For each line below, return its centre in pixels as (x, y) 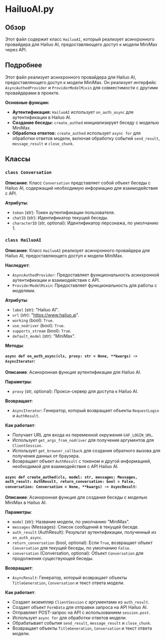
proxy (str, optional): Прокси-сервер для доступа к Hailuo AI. (75, 391)
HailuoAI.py (30, 9)
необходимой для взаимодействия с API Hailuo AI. (66, 466)
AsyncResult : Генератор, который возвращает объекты (69, 578)
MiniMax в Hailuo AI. (26, 503)
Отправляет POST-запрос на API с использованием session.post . (81, 613)
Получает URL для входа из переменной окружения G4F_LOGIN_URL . (83, 435)
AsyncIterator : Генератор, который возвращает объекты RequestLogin (85, 410)
